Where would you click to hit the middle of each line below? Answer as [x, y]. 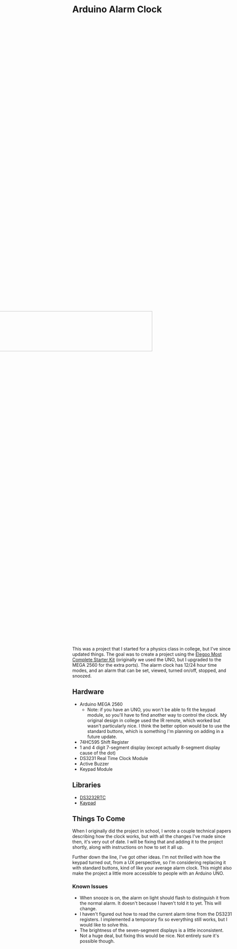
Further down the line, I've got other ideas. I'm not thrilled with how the [146, 857]
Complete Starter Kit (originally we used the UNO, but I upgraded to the [147, 659]
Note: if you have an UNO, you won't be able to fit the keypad [151, 710]
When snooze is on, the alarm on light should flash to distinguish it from [155, 898]
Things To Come [99, 819]
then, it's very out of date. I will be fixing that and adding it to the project [148, 842]
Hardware [88, 692]
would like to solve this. [104, 925]
